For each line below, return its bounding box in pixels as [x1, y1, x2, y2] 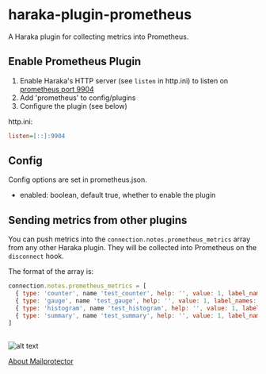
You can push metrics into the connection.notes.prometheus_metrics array [8, 234, 251, 244]
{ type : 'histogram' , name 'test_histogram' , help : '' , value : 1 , [15, 304, 239, 312]
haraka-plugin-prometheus [8, 6, 192, 24]
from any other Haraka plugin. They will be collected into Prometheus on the [8, 243, 257, 253]
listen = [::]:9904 [8, 132, 66, 140]
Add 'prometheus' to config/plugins [19, 93, 136, 102]
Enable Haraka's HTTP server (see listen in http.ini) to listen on [19, 75, 229, 85]
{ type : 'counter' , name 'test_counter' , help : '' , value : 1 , [15, 290, 225, 298]
